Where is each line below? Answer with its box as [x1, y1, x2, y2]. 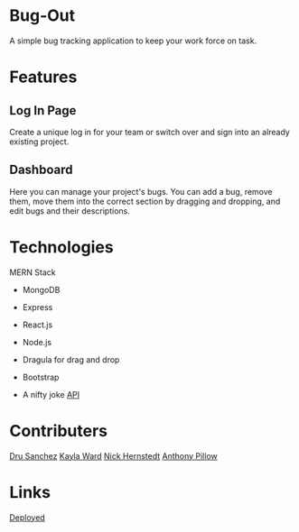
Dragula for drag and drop [22, 353, 120, 365]
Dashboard [9, 162, 73, 178]
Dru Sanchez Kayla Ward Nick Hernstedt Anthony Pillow [9, 450, 219, 461]
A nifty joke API [22, 389, 80, 399]
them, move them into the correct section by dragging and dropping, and [9, 196, 281, 206]
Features [9, 67, 78, 87]
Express [22, 301, 53, 312]
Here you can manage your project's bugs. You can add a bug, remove [9, 186, 273, 197]
